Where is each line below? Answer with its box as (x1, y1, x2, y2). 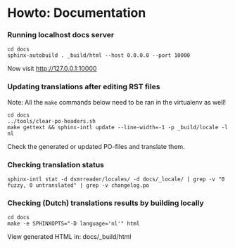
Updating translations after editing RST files (7, 82, 160, 92)
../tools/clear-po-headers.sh (7, 117, 96, 124)
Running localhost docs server (7, 30, 115, 40)
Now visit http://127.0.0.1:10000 (7, 65, 97, 73)
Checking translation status (7, 159, 104, 169)
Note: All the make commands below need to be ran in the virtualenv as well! (7, 98, 227, 106)
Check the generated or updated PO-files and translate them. (7, 142, 185, 150)
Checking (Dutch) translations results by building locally (7, 198, 204, 208)
